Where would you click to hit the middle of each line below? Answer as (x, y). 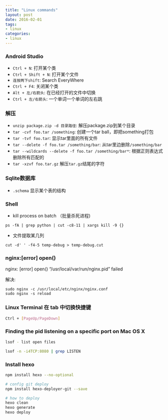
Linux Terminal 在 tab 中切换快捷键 (48, 308)
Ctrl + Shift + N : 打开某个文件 (46, 75)
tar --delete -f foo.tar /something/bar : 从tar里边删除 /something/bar (87, 145)
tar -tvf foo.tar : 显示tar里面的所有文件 (55, 138)
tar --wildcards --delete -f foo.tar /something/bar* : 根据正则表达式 (88, 151)
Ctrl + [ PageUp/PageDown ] (33, 318)
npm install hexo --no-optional (39, 375)
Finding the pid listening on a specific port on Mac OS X (75, 331)
